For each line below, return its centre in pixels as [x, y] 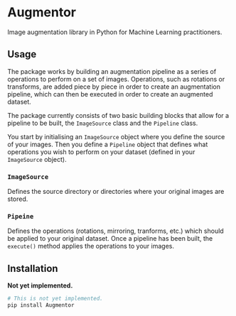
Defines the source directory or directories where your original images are [116, 192]
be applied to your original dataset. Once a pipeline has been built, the [110, 239]
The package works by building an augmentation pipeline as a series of [112, 71]
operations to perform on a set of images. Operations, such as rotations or [116, 79]
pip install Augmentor [41, 305]
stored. [18, 199]
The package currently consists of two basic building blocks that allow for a [118, 115]
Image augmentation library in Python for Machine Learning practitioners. [115, 32]
